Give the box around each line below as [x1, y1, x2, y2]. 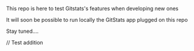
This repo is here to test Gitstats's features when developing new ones [6, 5, 179, 12]
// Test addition [6, 39, 43, 46]
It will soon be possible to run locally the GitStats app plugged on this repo [6, 16, 188, 23]
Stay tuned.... [6, 28, 39, 35]
